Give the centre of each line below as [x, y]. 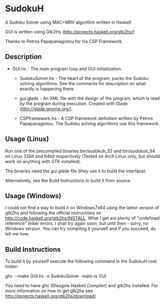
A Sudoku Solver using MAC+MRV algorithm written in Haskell [68, 22]
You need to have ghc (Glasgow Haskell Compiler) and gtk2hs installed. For [82, 286]
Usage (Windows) [33, 196]
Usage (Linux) [27, 139]
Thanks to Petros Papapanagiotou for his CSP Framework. [64, 41]
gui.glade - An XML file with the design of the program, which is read [90, 98]
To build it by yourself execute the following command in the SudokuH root [81, 261]
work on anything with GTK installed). [43, 161]
